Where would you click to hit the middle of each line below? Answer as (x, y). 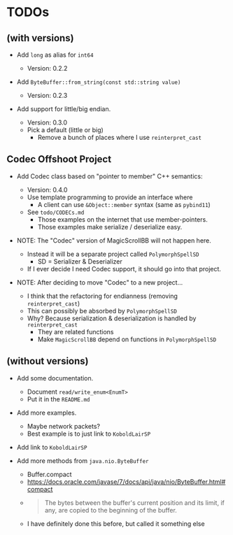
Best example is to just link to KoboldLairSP (89, 434)
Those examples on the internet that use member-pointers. (122, 219)
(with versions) (40, 38)
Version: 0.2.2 (47, 68)
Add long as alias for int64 (55, 55)
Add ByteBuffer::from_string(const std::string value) (99, 82)
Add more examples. (47, 413)
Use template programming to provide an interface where (110, 197)
